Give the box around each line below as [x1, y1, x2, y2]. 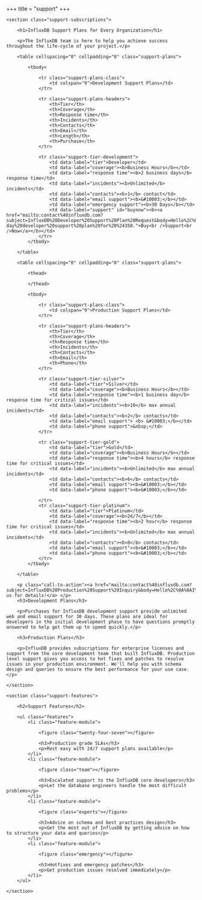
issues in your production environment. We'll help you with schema [6, 661, 182, 667]
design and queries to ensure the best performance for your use [6, 666, 173, 672]
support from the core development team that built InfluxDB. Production [6, 651, 195, 657]
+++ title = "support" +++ [6, 5, 70, 12]
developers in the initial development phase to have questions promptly [6, 619, 195, 625]
